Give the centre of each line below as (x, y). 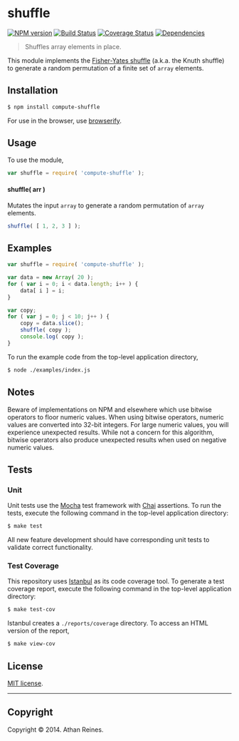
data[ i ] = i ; (43, 290)
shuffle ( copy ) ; (46, 330)
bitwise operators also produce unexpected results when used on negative (117, 439)
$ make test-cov (31, 610)
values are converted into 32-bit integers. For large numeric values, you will (118, 424)
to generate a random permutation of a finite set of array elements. (106, 68)
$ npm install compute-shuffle (54, 107)
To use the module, (36, 160)
